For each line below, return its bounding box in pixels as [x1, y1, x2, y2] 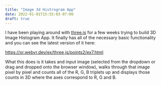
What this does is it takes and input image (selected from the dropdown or [5, 59, 156, 65]
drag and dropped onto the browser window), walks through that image [5, 64, 150, 70]
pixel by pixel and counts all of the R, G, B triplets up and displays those [5, 69, 150, 75]
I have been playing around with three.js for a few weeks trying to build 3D [5, 30, 156, 36]
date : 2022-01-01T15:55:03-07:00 [5, 12, 74, 17]
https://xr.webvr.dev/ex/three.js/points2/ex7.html [5, 49, 104, 55]
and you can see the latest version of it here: [5, 40, 96, 46]
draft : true [5, 16, 30, 21]
